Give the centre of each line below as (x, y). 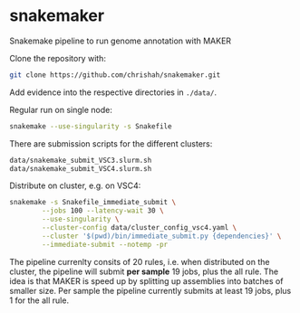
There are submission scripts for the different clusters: (111, 143)
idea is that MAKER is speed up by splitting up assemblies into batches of (146, 280)
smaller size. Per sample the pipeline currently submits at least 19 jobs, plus (150, 290)
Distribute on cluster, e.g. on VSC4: (75, 185)
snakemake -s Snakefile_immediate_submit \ (93, 203)
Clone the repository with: (58, 58)
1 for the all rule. (39, 300)
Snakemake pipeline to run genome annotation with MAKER (121, 41)
